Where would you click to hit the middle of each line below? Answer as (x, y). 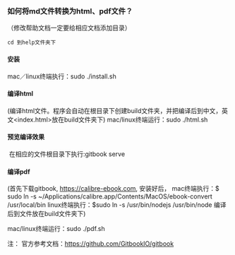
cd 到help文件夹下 (32, 43)
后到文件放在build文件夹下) (47, 214)
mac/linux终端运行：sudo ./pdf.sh (56, 229)
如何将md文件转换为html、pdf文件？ (70, 11)
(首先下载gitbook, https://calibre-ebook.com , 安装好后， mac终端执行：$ (114, 189)
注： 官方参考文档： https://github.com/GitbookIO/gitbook (91, 244)
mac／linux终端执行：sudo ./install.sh (62, 76)
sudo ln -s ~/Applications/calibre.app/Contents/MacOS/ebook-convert (110, 196)
